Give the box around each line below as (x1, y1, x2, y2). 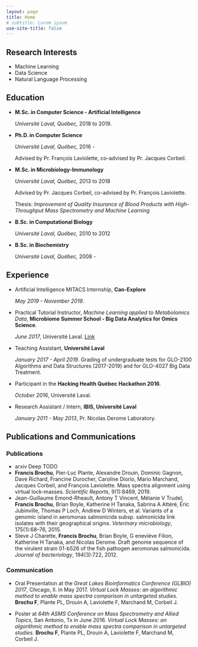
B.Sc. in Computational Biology (14, 218, 93, 226)
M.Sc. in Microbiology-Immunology (14, 166, 104, 173)
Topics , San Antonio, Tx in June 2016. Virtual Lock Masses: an (14, 616, 167, 623)
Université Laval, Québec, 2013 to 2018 (14, 177, 111, 185)
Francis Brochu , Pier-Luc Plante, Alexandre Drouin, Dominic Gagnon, (14, 470, 183, 477)
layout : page (6, 8, 38, 15)
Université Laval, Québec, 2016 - (14, 143, 95, 150)
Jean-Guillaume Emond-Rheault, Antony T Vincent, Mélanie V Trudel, (14, 494, 184, 502)
